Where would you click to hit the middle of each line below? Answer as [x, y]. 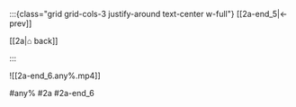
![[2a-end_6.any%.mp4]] [55, 76]
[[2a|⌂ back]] [34, 41]
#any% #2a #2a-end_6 [52, 93]
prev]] [21, 23]
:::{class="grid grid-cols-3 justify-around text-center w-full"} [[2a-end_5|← [148, 14]
